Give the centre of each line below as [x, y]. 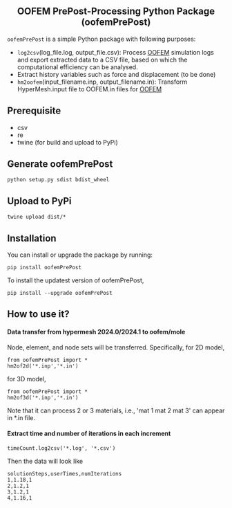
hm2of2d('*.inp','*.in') [43, 366]
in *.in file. [21, 417]
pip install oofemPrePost [44, 268]
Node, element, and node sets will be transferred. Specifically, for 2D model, [116, 347]
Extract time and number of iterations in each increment [89, 434]
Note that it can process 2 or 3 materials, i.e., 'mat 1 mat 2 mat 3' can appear [116, 410]
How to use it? [38, 314]
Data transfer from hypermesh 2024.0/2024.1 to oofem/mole [96, 332]
